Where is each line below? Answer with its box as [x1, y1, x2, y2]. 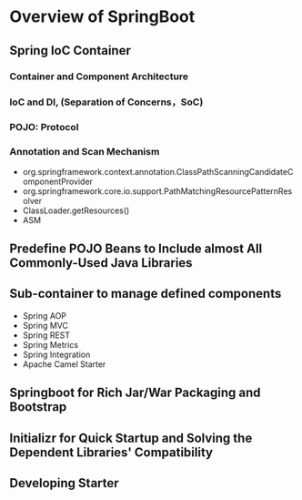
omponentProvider [22, 176, 94, 187]
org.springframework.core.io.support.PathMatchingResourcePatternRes [22, 185, 293, 197]
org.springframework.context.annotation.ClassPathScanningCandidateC [22, 166, 294, 177]
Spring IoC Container [9, 43, 132, 58]
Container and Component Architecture [9, 70, 189, 83]
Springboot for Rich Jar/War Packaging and [9, 385, 261, 401]
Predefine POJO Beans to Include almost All [9, 241, 263, 257]
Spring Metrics [22, 339, 79, 350]
